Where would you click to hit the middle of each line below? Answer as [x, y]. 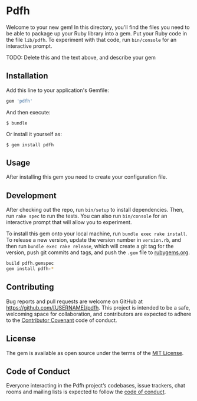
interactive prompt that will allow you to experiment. [69, 222]
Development [32, 195]
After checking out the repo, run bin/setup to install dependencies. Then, [95, 210]
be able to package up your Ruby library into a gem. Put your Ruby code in [97, 33]
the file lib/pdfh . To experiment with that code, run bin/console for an [91, 40]
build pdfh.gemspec [30, 264]
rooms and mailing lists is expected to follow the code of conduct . [86, 392]
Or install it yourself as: [34, 134]
